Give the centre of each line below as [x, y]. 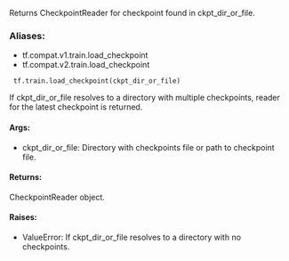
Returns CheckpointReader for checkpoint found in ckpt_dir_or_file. [132, 13]
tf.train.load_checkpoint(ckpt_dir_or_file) [96, 81]
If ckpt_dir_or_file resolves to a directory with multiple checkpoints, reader [144, 98]
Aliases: [28, 36]
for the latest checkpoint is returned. [76, 107]
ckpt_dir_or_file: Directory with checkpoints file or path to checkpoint [148, 147]
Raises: [23, 217]
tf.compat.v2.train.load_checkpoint [86, 65]
